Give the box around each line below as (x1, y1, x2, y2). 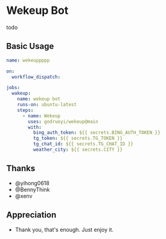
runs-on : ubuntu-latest (17, 102, 77, 108)
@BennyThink (14, 186, 50, 193)
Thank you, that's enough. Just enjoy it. (14, 226, 113, 233)
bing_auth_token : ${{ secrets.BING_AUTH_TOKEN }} (33, 129, 161, 136)
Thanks (6, 163, 36, 174)
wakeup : (11, 90, 31, 97)
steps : (17, 107, 34, 113)
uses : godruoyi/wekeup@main (28, 119, 98, 125)
